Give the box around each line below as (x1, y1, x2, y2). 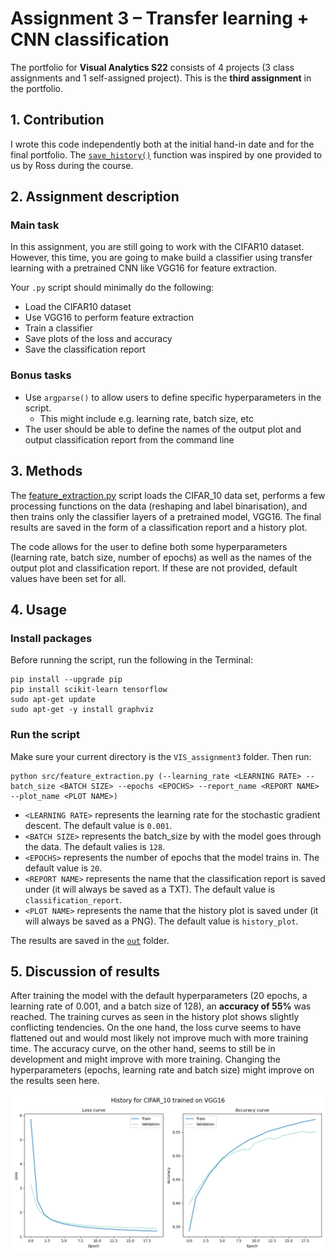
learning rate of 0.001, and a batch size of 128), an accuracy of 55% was (10, 1000, 312, 1012)
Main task (10, 218, 60, 232)
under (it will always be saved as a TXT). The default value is (24, 883, 276, 895)
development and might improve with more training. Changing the (10, 1053, 282, 1066)
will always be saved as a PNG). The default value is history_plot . (24, 915, 299, 927)
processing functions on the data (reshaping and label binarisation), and (10, 500, 308, 512)
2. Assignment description (10, 188, 180, 206)
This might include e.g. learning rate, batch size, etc (39, 412, 254, 424)
